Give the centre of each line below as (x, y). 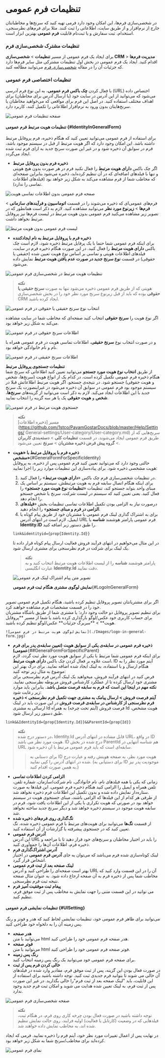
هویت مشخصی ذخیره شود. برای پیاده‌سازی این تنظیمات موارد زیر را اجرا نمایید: (85, 468)
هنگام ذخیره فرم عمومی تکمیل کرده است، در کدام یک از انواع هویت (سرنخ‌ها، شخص (83, 377)
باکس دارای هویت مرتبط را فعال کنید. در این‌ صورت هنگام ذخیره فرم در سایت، (84, 248)
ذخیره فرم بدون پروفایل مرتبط (40, 163)
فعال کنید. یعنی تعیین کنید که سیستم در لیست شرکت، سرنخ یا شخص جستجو (90, 493)
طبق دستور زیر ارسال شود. (38, 713)
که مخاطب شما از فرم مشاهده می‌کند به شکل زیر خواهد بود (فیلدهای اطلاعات (84, 179)
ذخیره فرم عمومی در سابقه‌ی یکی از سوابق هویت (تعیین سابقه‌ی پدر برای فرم (82, 645)
